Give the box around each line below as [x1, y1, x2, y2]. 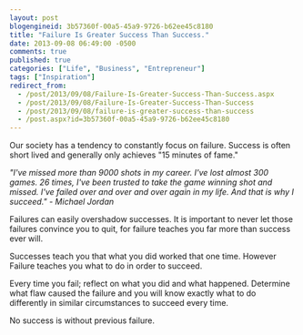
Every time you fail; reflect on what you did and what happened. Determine [9, 279, 291, 289]
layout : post [9, 13, 59, 23]
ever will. [9, 233, 44, 244]
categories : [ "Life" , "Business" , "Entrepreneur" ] [9, 65, 206, 74]
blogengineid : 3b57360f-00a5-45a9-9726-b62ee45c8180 [9, 22, 214, 31]
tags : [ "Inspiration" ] [9, 73, 96, 82]
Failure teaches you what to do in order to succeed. [9, 260, 203, 271]
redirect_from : [9, 81, 67, 90]
